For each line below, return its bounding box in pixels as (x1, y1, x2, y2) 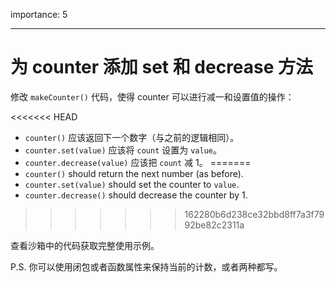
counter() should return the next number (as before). (24, 167, 244, 179)
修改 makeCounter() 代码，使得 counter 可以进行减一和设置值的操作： (10, 90, 295, 103)
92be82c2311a (184, 219, 245, 231)
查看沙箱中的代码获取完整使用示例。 (10, 239, 160, 251)
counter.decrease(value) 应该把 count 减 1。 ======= (24, 156, 252, 168)
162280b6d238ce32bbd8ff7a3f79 (184, 208, 325, 220)
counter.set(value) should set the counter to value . (24, 178, 240, 190)
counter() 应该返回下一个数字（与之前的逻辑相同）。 (24, 131, 240, 143)
